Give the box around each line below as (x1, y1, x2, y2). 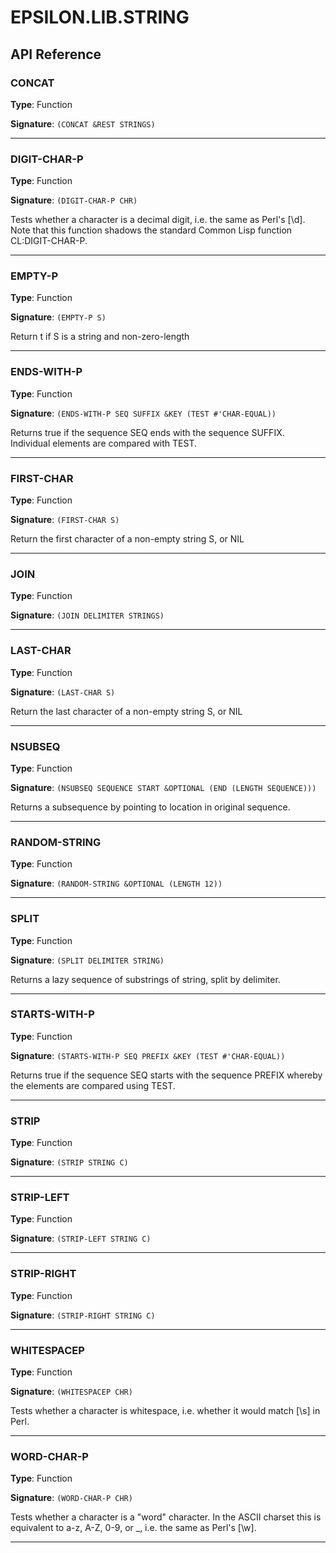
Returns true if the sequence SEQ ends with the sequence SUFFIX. (10, 426, 285, 438)
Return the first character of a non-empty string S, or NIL (10, 533, 245, 545)
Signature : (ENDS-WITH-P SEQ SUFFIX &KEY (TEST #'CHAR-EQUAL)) (10, 407, 277, 419)
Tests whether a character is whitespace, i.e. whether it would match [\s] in (10, 1405, 321, 1417)
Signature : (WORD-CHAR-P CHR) (10, 1492, 133, 1504)
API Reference (10, 46, 102, 63)
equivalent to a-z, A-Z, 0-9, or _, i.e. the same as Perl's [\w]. (10, 1522, 257, 1534)
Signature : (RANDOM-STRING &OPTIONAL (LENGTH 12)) (10, 877, 223, 890)
